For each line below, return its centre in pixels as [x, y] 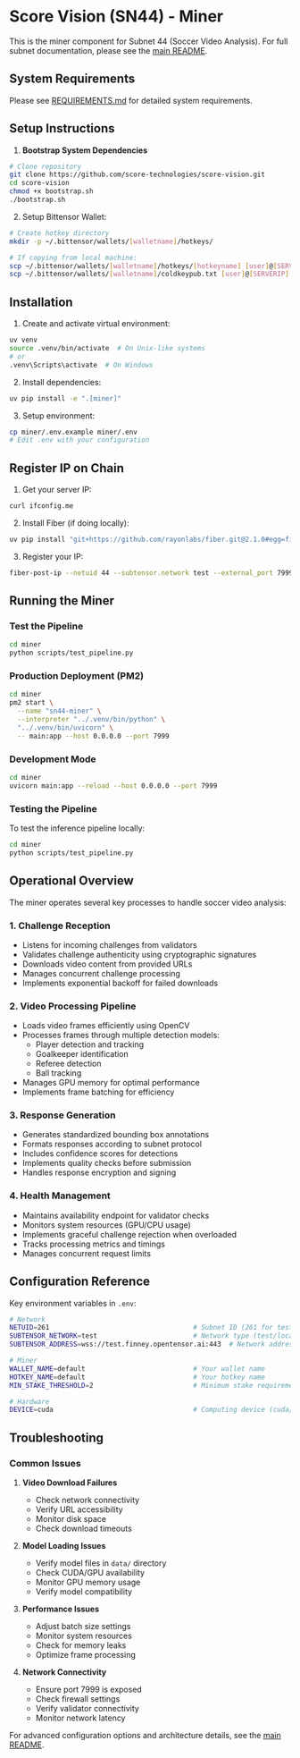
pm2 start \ [31, 703]
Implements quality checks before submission [107, 1163]
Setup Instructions [62, 128]
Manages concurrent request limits [87, 1253]
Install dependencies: [62, 382]
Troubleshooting [57, 1437]
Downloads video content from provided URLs [107, 964]
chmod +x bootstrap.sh [51, 191]
